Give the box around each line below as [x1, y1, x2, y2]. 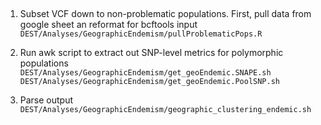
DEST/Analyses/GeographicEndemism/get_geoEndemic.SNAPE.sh [19, 68, 272, 78]
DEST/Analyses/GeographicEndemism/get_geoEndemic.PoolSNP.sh [19, 77, 281, 87]
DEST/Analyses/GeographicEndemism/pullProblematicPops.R [19, 29, 263, 39]
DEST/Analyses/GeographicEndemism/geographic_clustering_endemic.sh [19, 105, 312, 115]
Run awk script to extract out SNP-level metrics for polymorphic [19, 47, 284, 59]
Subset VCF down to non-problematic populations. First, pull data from [19, 8, 312, 20]
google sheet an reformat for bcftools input [19, 19, 198, 31]
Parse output [19, 94, 74, 106]
